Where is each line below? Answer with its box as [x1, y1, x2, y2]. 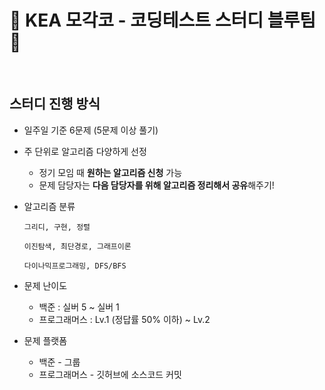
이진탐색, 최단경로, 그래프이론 [23, 241, 132, 251]
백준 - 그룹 [38, 356, 81, 368]
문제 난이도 [23, 279, 68, 291]
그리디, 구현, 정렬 [23, 222, 91, 232]
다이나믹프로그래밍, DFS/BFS [23, 261, 127, 271]
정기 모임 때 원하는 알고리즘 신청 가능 [38, 166, 183, 178]
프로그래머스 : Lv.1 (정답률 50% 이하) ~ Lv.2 [38, 313, 211, 325]
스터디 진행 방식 [9, 96, 101, 113]
